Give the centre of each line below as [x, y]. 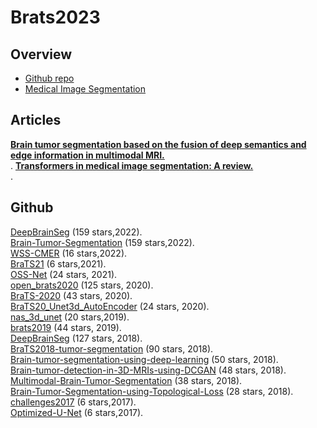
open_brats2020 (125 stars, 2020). [82, 285]
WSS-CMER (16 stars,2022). [69, 253]
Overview [41, 54]
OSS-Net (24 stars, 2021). [64, 274]
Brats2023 [55, 17]
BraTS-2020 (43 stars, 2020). [71, 295]
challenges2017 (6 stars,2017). [73, 402]
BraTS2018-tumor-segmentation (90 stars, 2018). [112, 348]
